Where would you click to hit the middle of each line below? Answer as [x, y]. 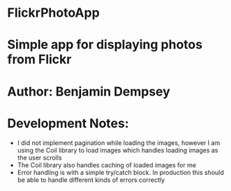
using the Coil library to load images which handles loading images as [118, 150]
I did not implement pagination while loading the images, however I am [119, 143]
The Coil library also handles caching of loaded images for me [107, 165]
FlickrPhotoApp [53, 13]
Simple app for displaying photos [105, 45]
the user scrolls [39, 158]
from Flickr [39, 60]
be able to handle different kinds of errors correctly [91, 180]
